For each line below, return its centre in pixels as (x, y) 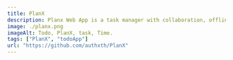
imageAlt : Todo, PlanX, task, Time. (60, 33)
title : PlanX (26, 13)
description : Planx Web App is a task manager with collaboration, (107, 20)
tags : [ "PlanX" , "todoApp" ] (48, 39)
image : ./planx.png (35, 26)
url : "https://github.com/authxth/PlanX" (68, 46)
